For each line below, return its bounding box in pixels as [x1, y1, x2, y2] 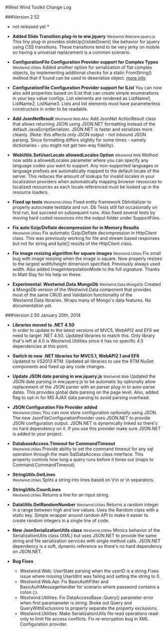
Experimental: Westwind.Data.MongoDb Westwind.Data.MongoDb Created [12, 281, 161, 287]
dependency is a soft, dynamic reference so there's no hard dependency [12, 543, 163, 549]
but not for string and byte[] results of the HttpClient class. [12, 240, 133, 246]
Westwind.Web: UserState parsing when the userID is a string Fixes [19, 568, 159, 574]
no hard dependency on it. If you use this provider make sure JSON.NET [12, 426, 161, 431]
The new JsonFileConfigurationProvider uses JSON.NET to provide [12, 415, 151, 421]
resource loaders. [12, 189, 49, 195]
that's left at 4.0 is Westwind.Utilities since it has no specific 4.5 [12, 338, 144, 344]
